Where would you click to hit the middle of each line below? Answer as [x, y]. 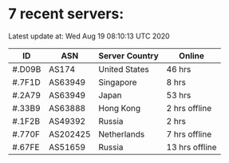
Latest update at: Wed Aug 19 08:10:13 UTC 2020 [89, 36]
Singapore [118, 82]
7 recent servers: [66, 14]
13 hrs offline [191, 147]
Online [192, 55]
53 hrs [179, 95]
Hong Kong [120, 108]
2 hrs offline [189, 108]
